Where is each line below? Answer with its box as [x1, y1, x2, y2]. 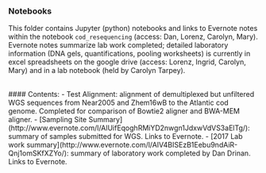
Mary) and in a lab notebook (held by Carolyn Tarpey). [8, 66, 186, 75]
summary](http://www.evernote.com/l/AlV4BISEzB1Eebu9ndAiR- [26, 140, 238, 150]
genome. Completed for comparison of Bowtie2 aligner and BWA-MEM [8, 106, 241, 116]
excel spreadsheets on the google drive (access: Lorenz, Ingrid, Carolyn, [8, 57, 246, 67]
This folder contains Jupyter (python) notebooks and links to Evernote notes [8, 24, 258, 33]
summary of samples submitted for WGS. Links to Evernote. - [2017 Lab [8, 132, 244, 141]
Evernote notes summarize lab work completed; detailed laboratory [8, 40, 229, 50]
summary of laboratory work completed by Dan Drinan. [70, 148, 252, 158]
